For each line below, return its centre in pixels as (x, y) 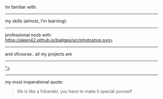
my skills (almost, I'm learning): (36, 21)
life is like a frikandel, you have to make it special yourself (74, 91)
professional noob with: (29, 35)
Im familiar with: (21, 7)
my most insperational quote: (34, 82)
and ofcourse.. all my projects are (39, 54)
